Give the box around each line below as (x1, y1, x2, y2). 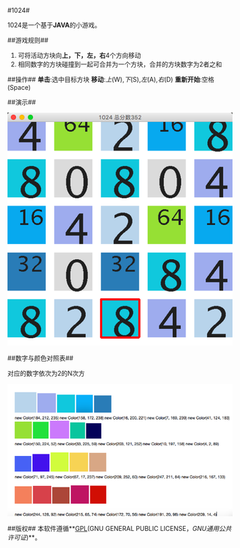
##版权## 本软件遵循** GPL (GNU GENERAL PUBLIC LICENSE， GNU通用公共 (7, 524, 232, 532)
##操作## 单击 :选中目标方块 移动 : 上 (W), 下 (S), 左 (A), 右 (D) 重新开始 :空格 (7, 75, 214, 83)
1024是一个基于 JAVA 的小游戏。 (7, 21, 101, 29)
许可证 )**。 (7, 533, 41, 542)
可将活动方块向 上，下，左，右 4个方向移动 (17, 51, 141, 59)
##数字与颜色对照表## (7, 354, 74, 362)
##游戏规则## (7, 36, 49, 44)
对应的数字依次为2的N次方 (7, 369, 86, 377)
